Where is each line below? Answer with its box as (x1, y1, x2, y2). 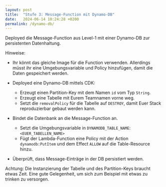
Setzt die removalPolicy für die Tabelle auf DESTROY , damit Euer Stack (19, 100, 162, 106)
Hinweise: (5, 50, 26, 56)
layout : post (5, 7, 32, 12)
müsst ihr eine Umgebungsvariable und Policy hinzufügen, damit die (12, 65, 153, 71)
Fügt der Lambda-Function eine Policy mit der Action (19, 135, 129, 141)
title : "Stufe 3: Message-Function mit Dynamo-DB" (5, 12, 115, 17)
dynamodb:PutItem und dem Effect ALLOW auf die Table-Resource (19, 141, 151, 147)
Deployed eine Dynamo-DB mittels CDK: (12, 80, 96, 86)
